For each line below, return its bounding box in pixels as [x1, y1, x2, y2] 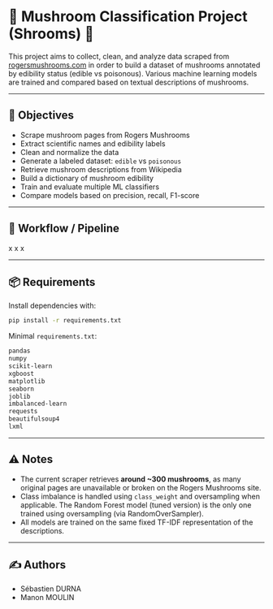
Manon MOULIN [19, 592, 75, 602]
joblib [8, 392, 31, 400]
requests [8, 408, 38, 416]
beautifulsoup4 [8, 415, 60, 423]
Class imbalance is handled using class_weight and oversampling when [19, 491, 260, 501]
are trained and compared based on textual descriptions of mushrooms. [8, 77, 249, 87]
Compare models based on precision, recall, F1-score [19, 190, 200, 200]
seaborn [8, 385, 35, 393]
